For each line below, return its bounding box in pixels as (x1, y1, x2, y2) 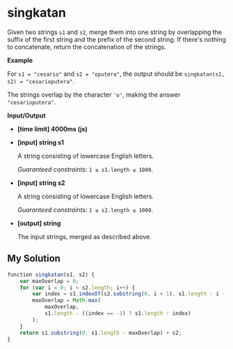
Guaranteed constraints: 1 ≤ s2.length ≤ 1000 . (17, 205, 154, 213)
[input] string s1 (17, 138, 65, 147)
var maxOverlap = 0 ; (19, 277, 79, 284)
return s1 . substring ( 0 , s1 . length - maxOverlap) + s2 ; (19, 329, 182, 336)
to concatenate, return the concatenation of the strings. (7, 42, 166, 51)
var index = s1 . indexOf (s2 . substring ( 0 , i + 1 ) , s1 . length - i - (32, 291, 226, 298)
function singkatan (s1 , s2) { (7, 271, 95, 278)
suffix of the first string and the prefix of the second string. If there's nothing (7, 35, 226, 43)
